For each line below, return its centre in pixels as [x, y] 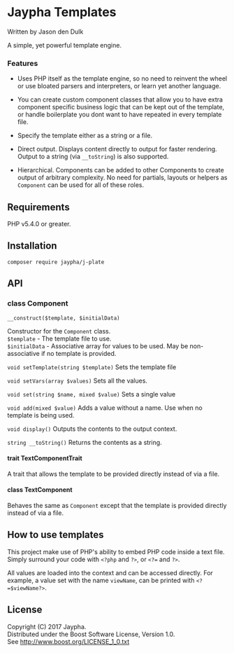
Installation [32, 246]
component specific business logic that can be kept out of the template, [121, 107]
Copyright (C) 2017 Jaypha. [47, 626]
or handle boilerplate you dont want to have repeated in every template [119, 115]
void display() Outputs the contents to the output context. [92, 429]
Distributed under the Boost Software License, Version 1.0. [91, 634]
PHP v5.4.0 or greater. [39, 224]
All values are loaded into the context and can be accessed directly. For [110, 572]
